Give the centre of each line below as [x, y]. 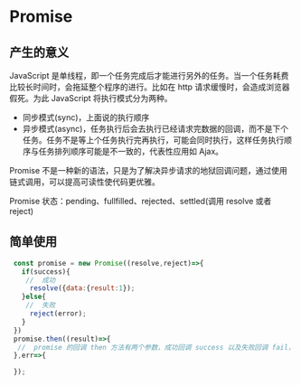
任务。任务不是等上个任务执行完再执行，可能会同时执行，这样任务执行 [153, 140]
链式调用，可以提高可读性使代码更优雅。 [85, 182]
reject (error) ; [58, 314]
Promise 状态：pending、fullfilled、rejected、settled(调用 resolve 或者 [141, 201]
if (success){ [46, 272]
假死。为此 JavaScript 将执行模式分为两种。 [91, 98]
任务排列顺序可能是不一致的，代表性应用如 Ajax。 [131, 151]
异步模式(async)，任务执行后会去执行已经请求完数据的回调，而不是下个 [155, 129]
